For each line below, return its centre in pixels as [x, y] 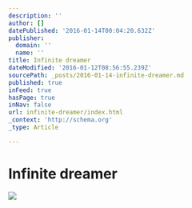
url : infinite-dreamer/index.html [66, 113]
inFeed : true [30, 90]
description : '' [35, 16]
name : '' [30, 53]
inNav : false [30, 105]
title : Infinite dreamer [50, 61]
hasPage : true [32, 98]
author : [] [26, 23]
